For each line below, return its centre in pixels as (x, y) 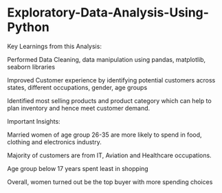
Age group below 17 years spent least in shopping (78, 168)
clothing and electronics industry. (54, 141)
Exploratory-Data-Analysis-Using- (108, 13)
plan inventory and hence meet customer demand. (79, 108)
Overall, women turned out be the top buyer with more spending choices (110, 182)
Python (28, 27)
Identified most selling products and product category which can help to (109, 100)
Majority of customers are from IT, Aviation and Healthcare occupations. (109, 155)
